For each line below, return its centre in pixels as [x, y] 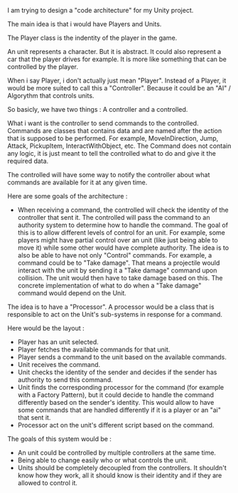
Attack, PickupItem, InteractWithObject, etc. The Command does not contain [119, 146]
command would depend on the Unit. [72, 293]
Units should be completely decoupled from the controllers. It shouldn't [122, 468]
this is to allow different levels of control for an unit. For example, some [121, 233]
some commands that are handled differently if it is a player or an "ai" [119, 410]
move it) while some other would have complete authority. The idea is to [123, 248]
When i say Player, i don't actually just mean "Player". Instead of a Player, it [117, 80]
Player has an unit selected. [58, 342]
